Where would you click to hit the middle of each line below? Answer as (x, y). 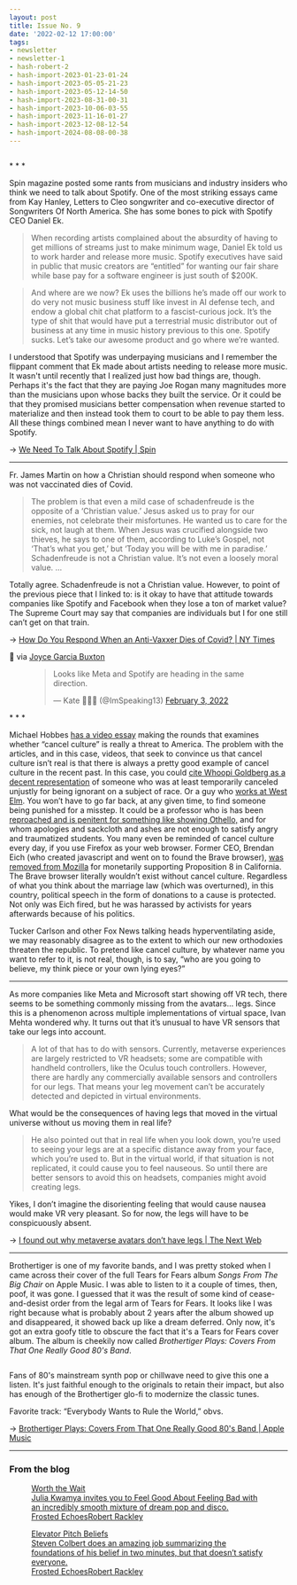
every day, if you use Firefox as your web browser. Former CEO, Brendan (142, 847)
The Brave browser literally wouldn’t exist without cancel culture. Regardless (148, 876)
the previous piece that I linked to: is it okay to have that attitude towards (141, 594)
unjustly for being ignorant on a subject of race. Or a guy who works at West (148, 791)
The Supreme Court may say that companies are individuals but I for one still (148, 613)
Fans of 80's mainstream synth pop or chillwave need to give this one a (139, 1375)
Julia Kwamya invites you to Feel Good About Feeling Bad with (145, 1498)
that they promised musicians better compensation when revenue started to (147, 403)
